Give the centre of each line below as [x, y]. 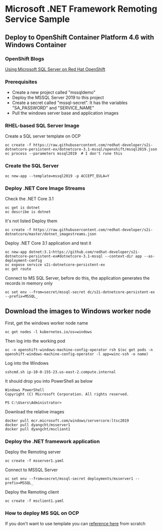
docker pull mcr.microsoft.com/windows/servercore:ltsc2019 [67, 421]
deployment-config [24, 261]
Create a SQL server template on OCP [43, 136]
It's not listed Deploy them [31, 221]
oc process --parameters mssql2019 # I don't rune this [64, 154]
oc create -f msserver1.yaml [34, 461]
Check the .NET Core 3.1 [29, 199]
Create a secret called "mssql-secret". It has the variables [70, 103]
